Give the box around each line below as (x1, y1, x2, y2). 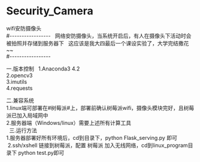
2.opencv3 (6, 72, 33, 79)
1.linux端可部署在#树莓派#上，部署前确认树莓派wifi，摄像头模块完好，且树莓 (6, 104, 195, 111)
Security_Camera (6, 4, 94, 18)
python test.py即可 (17, 149, 65, 156)
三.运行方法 (8, 127, 37, 134)
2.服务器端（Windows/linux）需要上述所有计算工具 (6, 119, 132, 126)
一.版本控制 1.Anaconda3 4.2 (6, 65, 80, 72)
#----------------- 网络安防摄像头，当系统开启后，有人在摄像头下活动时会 (6, 32, 192, 39)
